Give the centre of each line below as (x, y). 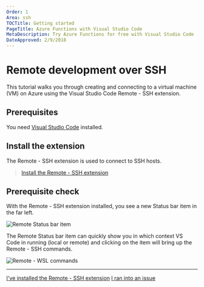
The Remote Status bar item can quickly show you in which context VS (95, 236)
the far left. (20, 212)
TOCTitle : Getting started (40, 23)
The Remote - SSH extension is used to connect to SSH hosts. (84, 161)
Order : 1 (17, 12)
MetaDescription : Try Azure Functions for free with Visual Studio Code (100, 35)
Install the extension (46, 146)
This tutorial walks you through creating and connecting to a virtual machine (102, 87)
